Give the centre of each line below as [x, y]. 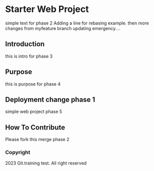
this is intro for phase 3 [29, 56]
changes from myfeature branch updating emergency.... [63, 28]
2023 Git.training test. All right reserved [46, 163]
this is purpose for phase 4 [33, 84]
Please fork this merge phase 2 [37, 139]
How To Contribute [35, 127]
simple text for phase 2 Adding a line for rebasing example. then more [77, 23]
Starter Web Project [47, 9]
